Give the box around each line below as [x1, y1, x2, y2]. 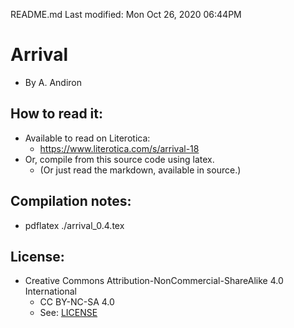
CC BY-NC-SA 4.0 [39, 296, 115, 308]
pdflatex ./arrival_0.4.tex [24, 219, 125, 231]
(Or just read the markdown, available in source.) [39, 164, 242, 176]
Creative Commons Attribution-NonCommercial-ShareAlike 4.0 [24, 275, 284, 287]
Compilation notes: [10, 193, 132, 210]
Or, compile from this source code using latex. [24, 153, 215, 165]
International [24, 285, 77, 298]
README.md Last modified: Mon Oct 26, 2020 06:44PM [10, 9, 242, 20]
